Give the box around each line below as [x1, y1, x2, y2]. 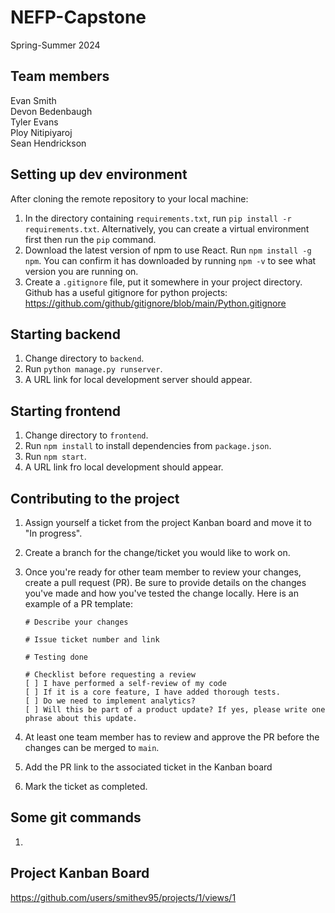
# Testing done [24, 652, 89, 662]
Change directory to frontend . [24, 429, 149, 441]
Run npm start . [24, 451, 87, 463]
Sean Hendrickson [10, 137, 87, 149]
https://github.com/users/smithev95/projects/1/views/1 [10, 891, 237, 903]
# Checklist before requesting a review [24, 670, 196, 680]
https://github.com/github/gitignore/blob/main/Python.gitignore [24, 297, 287, 309]
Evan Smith [10, 94, 57, 106]
